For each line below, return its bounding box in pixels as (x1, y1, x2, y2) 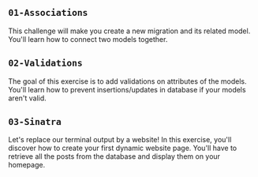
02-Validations (8, 58, 83, 69)
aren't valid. (8, 93, 47, 103)
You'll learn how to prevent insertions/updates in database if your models (8, 85, 246, 94)
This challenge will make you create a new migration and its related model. (8, 26, 251, 36)
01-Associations (8, 7, 88, 19)
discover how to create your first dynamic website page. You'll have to (8, 143, 237, 153)
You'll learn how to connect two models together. (8, 34, 168, 43)
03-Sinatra (8, 116, 62, 128)
